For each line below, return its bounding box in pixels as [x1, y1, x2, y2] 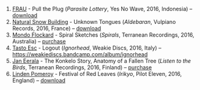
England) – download [12, 77, 65, 84]
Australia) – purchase [12, 38, 66, 45]
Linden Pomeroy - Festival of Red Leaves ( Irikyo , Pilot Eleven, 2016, [12, 70, 182, 77]
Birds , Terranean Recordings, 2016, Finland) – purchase [12, 64, 152, 71]
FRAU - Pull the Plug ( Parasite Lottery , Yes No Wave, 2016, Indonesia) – [12, 6, 193, 12]
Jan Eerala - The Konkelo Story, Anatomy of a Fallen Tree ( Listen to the [12, 58, 191, 64]
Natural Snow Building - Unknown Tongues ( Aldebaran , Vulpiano [12, 18, 176, 25]
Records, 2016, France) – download [12, 24, 102, 32]
